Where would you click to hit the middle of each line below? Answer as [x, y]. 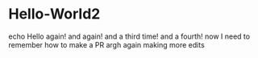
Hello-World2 [54, 14]
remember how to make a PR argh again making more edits [107, 44]
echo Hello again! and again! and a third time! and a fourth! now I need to [129, 36]
